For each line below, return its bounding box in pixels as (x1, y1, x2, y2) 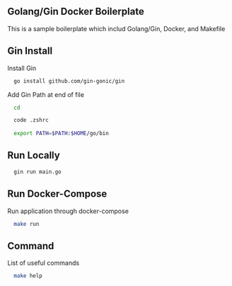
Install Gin (7, 64, 37, 72)
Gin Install (7, 45, 53, 57)
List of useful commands (7, 258, 80, 268)
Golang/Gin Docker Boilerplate (7, 6, 145, 18)
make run (13, 220, 40, 227)
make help (13, 273, 42, 280)
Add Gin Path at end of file (7, 90, 85, 98)
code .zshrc (13, 117, 50, 124)
